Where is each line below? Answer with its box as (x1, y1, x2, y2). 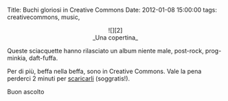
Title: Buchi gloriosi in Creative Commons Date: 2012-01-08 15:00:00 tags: (7, 6, 218, 14)
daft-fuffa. (28, 54, 58, 62)
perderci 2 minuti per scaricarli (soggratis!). (7, 74, 130, 83)
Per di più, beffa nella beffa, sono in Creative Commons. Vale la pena (7, 68, 202, 75)
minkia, (7, 54, 27, 62)
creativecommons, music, (7, 13, 80, 21)
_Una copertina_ (92, 33, 139, 42)
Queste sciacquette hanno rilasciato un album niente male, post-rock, (7, 47, 204, 55)
